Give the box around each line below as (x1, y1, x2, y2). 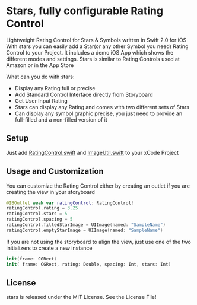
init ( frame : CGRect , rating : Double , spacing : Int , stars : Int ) (6, 261, 171, 268)
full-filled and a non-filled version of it (14, 116, 108, 123)
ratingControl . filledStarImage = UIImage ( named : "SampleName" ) (6, 222, 166, 228)
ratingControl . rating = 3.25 (6, 205, 78, 211)
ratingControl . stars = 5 (6, 211, 68, 217)
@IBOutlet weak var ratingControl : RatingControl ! (6, 200, 134, 206)
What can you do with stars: (6, 73, 75, 80)
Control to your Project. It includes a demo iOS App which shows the (6, 49, 174, 56)
